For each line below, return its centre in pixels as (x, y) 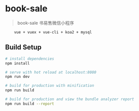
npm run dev (17, 77)
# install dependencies (30, 59)
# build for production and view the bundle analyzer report (70, 99)
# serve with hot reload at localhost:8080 (51, 72)
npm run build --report (30, 104)
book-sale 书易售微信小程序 (46, 23)
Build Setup (23, 47)
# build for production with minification (50, 86)
